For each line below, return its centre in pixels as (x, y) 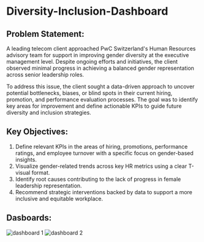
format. (41, 172)
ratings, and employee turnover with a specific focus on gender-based (104, 153)
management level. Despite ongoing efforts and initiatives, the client (92, 62)
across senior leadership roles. (45, 74)
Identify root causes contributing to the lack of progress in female (98, 179)
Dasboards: (29, 218)
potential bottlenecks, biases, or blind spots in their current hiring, (89, 93)
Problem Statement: (45, 34)
